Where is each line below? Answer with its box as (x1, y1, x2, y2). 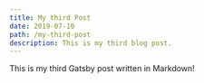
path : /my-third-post (9, 30, 92, 39)
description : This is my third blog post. (9, 38, 172, 48)
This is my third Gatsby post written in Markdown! (9, 63, 195, 74)
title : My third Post (9, 13, 92, 23)
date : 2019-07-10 (9, 22, 75, 31)
